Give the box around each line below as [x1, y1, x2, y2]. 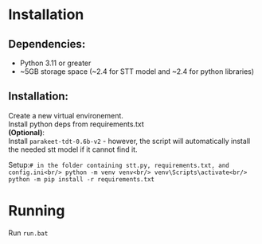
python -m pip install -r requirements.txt [8, 175, 155, 184]
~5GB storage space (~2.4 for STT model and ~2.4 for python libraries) [19, 67, 255, 76]
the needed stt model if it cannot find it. [8, 145, 138, 154]
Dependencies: [8, 37, 86, 51]
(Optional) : [8, 127, 45, 137]
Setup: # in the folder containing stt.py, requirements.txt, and [8, 160, 229, 169]
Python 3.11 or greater [19, 58, 92, 68]
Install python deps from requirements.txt [8, 119, 145, 129]
